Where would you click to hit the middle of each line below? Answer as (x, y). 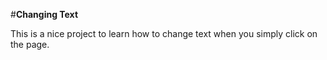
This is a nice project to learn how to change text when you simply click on (164, 33)
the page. (30, 44)
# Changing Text (44, 14)
